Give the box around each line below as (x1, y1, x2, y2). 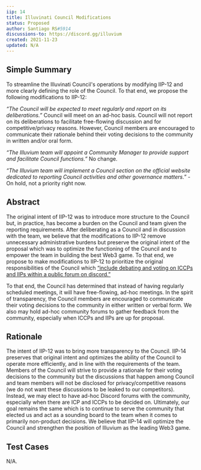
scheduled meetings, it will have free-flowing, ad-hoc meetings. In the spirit (6, 288, 193, 295)
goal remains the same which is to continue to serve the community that (6, 405, 185, 412)
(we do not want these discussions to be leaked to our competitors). (6, 386, 175, 393)
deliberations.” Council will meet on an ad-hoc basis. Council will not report (6, 111, 193, 119)
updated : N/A (6, 43, 39, 49)
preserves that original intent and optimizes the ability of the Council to (6, 354, 182, 361)
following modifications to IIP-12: (6, 93, 87, 100)
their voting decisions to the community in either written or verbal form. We (6, 301, 192, 309)
